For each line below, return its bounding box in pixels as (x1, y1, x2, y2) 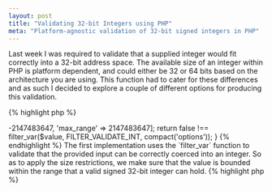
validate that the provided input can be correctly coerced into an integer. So (8, 149, 262, 159)
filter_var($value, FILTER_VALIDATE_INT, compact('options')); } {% (8, 132, 230, 142)
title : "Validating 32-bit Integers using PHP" (8, 19, 173, 28)
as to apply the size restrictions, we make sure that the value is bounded (8, 158, 251, 168)
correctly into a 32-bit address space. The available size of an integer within (8, 57, 264, 67)
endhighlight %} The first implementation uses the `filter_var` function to (8, 141, 250, 151)
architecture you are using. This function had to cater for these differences (8, 74, 258, 85)
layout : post (8, 11, 53, 20)
